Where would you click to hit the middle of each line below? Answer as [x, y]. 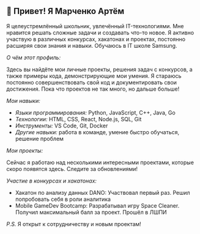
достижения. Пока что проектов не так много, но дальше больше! [93, 89]
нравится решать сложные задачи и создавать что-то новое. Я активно [100, 32]
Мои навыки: [24, 100]
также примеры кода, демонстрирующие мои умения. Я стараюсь [94, 76]
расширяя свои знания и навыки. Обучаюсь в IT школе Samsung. [92, 45]
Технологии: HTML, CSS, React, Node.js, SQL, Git [78, 119]
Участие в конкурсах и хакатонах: [51, 181]
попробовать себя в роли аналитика [63, 199]
